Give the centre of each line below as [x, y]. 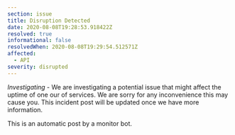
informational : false [39, 40]
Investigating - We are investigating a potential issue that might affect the [114, 87]
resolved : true [30, 34]
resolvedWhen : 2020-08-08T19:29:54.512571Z [73, 47]
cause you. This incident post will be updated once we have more [103, 102]
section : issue [30, 14]
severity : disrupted [38, 67]
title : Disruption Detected [49, 21]
